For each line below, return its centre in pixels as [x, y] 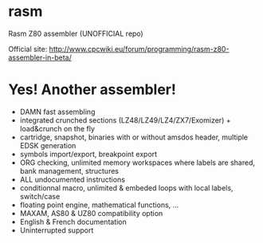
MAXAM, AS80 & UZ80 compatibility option [91, 213]
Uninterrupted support [57, 230]
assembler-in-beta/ [40, 57]
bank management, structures [69, 170]
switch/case [40, 196]
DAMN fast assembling [57, 112]
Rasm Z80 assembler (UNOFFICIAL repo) [76, 33]
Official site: [28, 49]
